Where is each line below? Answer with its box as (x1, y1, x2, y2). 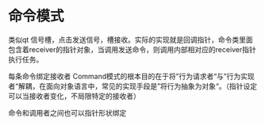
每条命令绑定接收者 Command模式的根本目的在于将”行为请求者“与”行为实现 (8, 71, 255, 81)
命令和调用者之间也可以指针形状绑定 (8, 108, 127, 117)
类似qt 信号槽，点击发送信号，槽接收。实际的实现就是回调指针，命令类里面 (8, 35, 254, 44)
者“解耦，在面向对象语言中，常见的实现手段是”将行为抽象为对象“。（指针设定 (8, 81, 258, 91)
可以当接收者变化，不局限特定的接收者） (8, 91, 140, 100)
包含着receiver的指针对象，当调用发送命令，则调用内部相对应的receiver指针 (8, 44, 256, 54)
